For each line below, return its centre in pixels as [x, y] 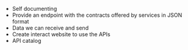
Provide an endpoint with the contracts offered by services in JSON [97, 15]
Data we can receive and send [50, 28]
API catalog [27, 41]
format [20, 21]
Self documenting [34, 9]
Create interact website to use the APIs [61, 34]
